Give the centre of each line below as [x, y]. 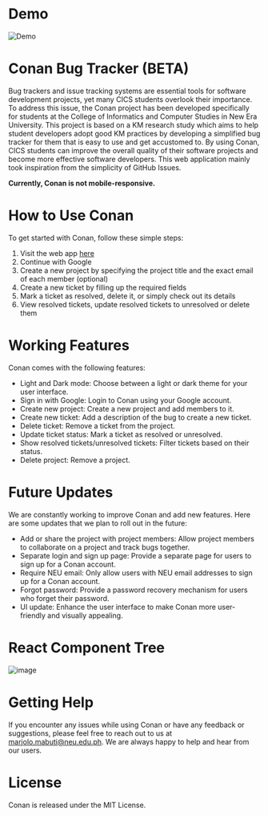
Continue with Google [56, 262]
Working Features [69, 345]
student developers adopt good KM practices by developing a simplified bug [134, 133]
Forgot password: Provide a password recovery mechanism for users [134, 590]
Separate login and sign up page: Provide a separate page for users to [136, 555]
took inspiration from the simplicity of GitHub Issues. [95, 167]
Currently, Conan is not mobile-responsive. [82, 183]
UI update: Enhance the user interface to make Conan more [118, 607]
